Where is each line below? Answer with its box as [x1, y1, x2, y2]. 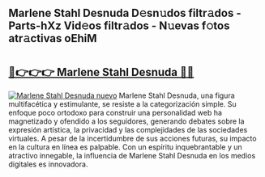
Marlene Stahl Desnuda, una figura [118, 91, 235, 100]
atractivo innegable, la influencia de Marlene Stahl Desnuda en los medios [8, 151, 256, 160]
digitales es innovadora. [8, 159, 88, 169]
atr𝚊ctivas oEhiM [8, 32, 97, 45]
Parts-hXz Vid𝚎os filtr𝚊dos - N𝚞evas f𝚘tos [8, 19, 230, 33]
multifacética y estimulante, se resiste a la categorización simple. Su [8, 99, 237, 108]
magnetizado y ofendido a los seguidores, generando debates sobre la [8, 116, 245, 126]
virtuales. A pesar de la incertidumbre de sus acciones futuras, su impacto [8, 133, 257, 143]
